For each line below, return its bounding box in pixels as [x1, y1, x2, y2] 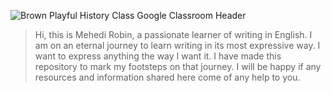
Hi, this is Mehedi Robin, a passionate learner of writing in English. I [34, 29, 313, 40]
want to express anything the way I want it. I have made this [34, 50, 282, 62]
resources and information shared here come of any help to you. [34, 71, 301, 83]
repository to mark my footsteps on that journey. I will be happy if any [34, 61, 322, 72]
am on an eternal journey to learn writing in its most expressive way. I [34, 40, 321, 51]
